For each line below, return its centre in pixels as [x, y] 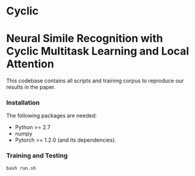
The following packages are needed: [52, 116]
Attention [30, 64]
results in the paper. [31, 87]
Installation [23, 103]
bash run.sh [21, 168]
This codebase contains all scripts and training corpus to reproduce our [95, 81]
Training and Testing [37, 156]
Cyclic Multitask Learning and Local [98, 51]
